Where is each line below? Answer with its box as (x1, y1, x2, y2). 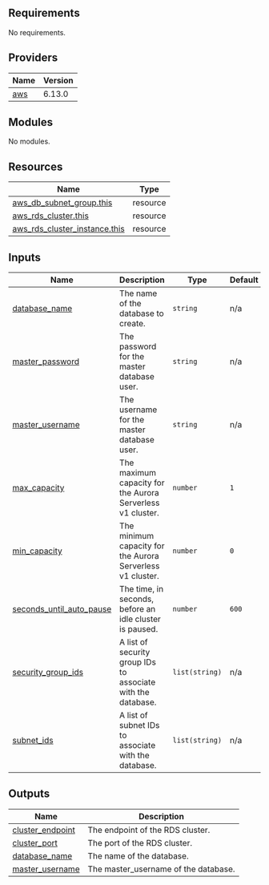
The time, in (118, 584, 164, 595)
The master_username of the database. (87, 863, 235, 875)
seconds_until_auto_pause (12, 604, 112, 615)
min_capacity (12, 545, 62, 556)
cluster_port (12, 837, 58, 848)
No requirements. (8, 27, 66, 37)
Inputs (8, 250, 42, 264)
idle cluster (118, 613, 162, 624)
